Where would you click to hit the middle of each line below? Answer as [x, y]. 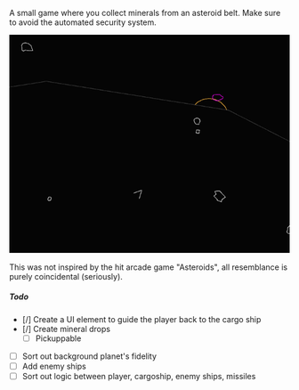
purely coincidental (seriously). [66, 276]
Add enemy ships [54, 366]
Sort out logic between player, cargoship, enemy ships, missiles [139, 376]
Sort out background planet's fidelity [89, 356]
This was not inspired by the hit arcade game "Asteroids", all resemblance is [148, 267]
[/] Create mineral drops [66, 329]
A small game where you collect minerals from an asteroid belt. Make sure [145, 13]
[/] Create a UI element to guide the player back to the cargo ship [141, 319]
